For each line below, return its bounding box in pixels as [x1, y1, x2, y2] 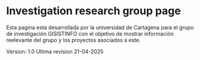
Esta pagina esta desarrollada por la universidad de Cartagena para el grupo [6, 24, 194, 31]
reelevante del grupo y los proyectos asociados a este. [6, 36, 141, 43]
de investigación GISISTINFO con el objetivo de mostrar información [6, 30, 174, 37]
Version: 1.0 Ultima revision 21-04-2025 [6, 48, 104, 55]
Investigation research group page [6, 4, 181, 18]
